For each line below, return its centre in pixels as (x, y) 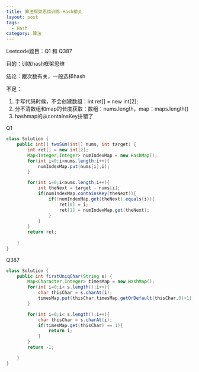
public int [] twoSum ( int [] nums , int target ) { (76, 144)
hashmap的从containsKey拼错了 (54, 117)
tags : (13, 22)
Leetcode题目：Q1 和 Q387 (39, 51)
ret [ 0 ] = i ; (74, 205)
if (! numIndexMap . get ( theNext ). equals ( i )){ (102, 199)
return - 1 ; (41, 347)
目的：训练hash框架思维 (36, 64)
